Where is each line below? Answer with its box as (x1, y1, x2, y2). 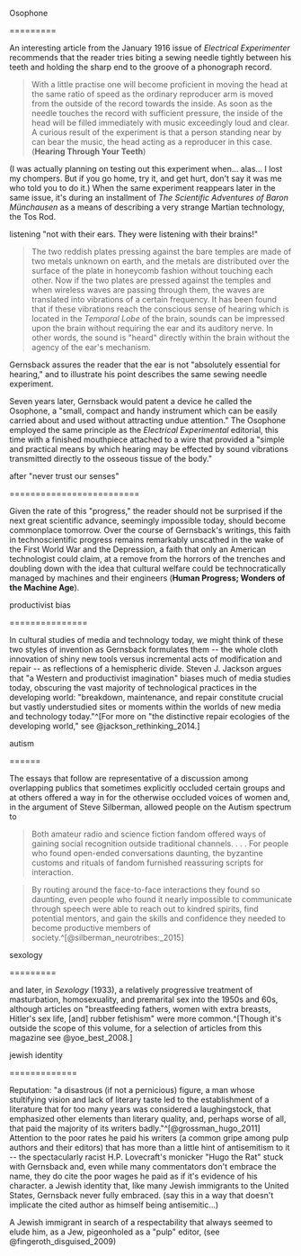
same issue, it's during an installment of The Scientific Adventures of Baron (9, 193, 289, 203)
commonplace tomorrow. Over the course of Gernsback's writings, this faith (9, 525, 291, 535)
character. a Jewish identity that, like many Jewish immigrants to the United (9, 1180, 289, 1191)
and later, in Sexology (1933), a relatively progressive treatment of (9, 985, 253, 995)
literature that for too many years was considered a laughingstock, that (9, 1104, 271, 1115)
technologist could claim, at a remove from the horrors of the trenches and (9, 554, 286, 564)
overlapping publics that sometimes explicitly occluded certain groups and (9, 782, 286, 793)
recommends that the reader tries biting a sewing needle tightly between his (9, 52, 292, 62)
